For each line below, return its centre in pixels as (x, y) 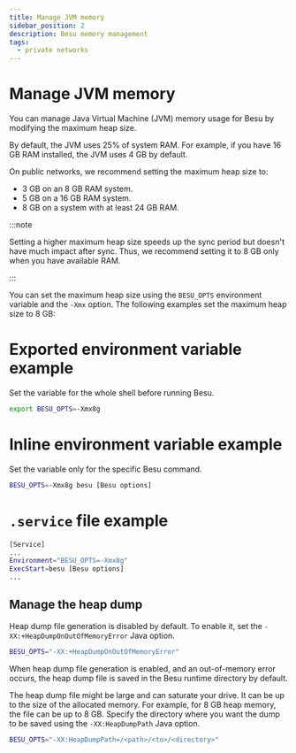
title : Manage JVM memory (57, 17)
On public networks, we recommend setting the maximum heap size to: (139, 172)
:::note (21, 225)
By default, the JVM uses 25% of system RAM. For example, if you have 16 (145, 145)
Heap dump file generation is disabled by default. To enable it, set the (136, 626)
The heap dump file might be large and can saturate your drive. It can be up (147, 695)
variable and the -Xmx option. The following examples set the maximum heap (148, 304)
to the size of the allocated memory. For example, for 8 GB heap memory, (143, 704)
